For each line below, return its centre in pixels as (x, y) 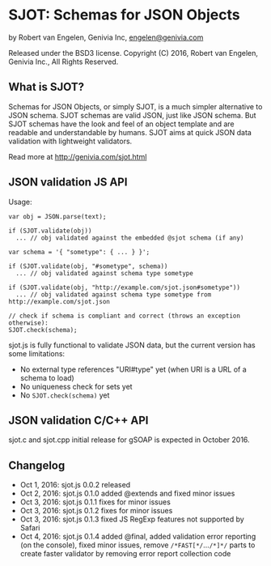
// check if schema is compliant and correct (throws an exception (125, 316)
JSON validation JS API (68, 183)
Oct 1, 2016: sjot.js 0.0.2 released (75, 485)
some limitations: (37, 353)
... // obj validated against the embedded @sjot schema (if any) (130, 238)
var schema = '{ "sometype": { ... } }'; (79, 252)
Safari (30, 528)
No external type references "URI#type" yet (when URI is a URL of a (133, 369)
